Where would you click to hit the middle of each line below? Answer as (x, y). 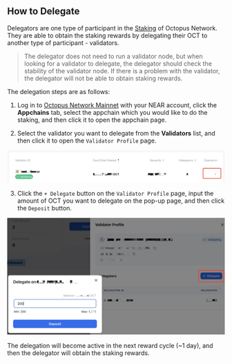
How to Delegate (43, 11)
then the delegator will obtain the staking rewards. (78, 353)
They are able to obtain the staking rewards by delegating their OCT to (107, 35)
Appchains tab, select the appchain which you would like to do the (112, 112)
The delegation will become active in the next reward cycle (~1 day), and (110, 346)
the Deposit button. (45, 208)
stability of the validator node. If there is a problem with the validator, (122, 71)
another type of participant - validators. (63, 43)
